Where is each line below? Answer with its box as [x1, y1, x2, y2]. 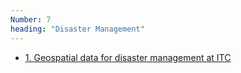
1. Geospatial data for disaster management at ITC [24, 51, 232, 63]
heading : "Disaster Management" [10, 24, 145, 34]
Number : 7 [10, 14, 52, 25]
